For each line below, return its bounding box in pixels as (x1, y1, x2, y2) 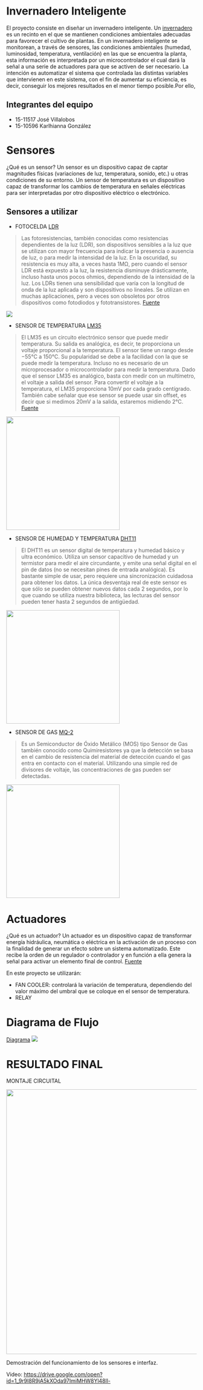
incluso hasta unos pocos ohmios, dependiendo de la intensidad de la (21, 273, 195, 280)
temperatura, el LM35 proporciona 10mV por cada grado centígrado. (21, 385, 192, 392)
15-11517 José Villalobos (14, 116, 76, 123)
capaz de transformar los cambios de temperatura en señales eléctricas (6, 183, 186, 190)
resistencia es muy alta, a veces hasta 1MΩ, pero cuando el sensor (21, 260, 187, 267)
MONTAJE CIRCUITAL (6, 1077, 62, 1084)
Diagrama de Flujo (6, 1015, 99, 1029)
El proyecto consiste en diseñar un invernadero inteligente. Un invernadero (6, 24, 193, 31)
